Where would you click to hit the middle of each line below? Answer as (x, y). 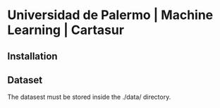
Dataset (25, 80)
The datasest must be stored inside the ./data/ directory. (89, 97)
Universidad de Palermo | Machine (110, 15)
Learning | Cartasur (66, 30)
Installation (32, 56)
